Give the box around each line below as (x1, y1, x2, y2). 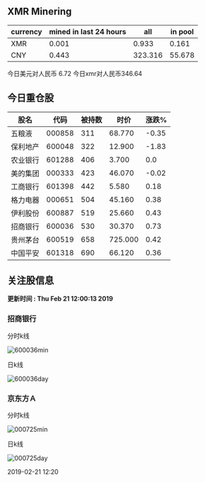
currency (11, 26, 42, 36)
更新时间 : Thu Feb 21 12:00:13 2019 (7, 294, 113, 303)
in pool (170, 26, 194, 36)
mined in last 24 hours (49, 26, 127, 36)
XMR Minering (7, 6, 72, 18)
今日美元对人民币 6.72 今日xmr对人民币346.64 (7, 69, 143, 77)
